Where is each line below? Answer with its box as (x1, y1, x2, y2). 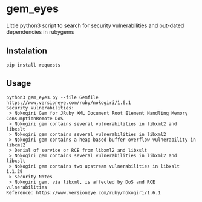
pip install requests (6, 62, 61, 68)
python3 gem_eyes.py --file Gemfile (6, 94, 99, 100)
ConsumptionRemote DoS (6, 116, 64, 122)
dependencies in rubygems (6, 28, 74, 35)
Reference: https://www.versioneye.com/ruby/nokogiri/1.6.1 (6, 189, 161, 195)
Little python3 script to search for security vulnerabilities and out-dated (6, 22, 184, 29)
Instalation (6, 46, 47, 56)
